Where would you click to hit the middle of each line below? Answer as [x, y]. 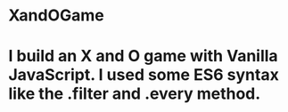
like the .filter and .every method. [135, 94]
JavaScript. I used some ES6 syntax [144, 75]
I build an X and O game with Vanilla [143, 56]
